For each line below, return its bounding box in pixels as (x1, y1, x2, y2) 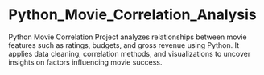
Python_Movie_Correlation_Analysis (8, 6, 257, 24)
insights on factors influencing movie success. (8, 57, 163, 67)
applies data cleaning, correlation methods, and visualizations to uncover (8, 49, 251, 58)
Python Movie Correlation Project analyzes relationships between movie (8, 32, 247, 41)
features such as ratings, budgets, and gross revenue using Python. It (8, 40, 240, 49)
